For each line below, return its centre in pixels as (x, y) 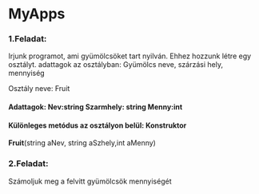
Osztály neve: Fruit (39, 89)
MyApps (37, 14)
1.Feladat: (28, 39)
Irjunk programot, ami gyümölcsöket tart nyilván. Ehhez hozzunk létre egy (130, 56)
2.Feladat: (28, 164)
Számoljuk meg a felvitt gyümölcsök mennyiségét (90, 181)
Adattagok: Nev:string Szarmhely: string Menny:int (96, 107)
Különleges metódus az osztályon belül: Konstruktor (98, 125)
